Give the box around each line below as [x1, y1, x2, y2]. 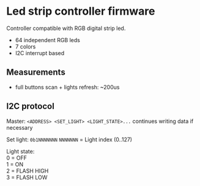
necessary [6, 124, 33, 131]
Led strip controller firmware [6, 4, 155, 18]
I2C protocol [6, 101, 55, 111]
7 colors [15, 43, 36, 50]
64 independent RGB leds [15, 36, 81, 43]
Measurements [6, 67, 65, 78]
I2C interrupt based [15, 49, 65, 56]
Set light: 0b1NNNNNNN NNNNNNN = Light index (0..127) [6, 136, 133, 143]
